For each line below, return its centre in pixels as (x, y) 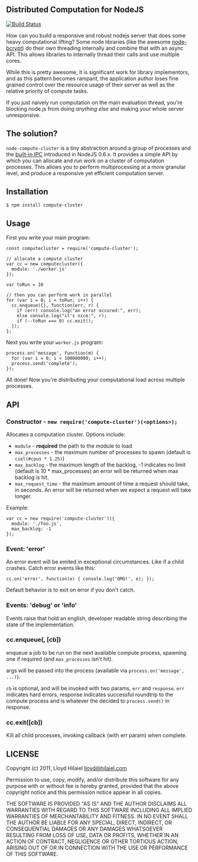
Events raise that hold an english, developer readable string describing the (97, 618)
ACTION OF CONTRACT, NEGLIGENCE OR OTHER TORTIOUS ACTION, (92, 841)
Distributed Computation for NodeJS (75, 10)
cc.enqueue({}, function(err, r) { (55, 305)
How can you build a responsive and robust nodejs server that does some (96, 36)
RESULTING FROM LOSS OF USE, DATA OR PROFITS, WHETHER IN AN (92, 835)
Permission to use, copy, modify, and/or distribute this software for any (92, 779)
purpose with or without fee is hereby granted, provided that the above (92, 786)
